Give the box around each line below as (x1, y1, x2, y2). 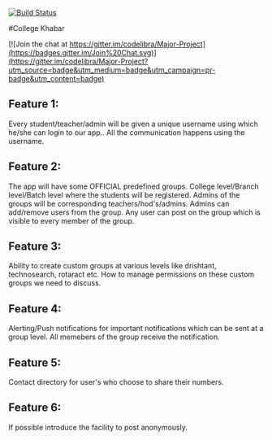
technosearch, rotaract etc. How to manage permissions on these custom (8, 269, 255, 280)
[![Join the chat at (8, 39, 68, 49)
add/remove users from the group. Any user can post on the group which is (8, 207, 261, 217)
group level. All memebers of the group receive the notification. (8, 332, 221, 342)
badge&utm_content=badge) (8, 74, 105, 83)
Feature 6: (8, 401, 62, 415)
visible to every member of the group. (8, 216, 135, 225)
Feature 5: (8, 355, 61, 369)
